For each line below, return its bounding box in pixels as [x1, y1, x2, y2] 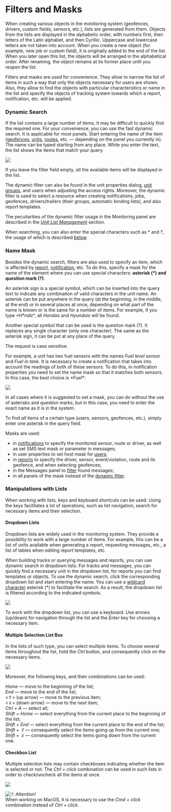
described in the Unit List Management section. [5, 219, 106, 225]
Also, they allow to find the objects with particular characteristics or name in [5, 84, 165, 91]
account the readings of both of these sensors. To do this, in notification [5, 364, 157, 370]
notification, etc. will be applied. [5, 96, 72, 102]
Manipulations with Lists [5, 485, 67, 492]
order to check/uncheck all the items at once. [5, 772, 101, 778]
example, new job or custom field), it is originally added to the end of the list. [5, 48, 166, 54]
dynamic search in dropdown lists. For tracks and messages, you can [5, 562, 151, 569]
